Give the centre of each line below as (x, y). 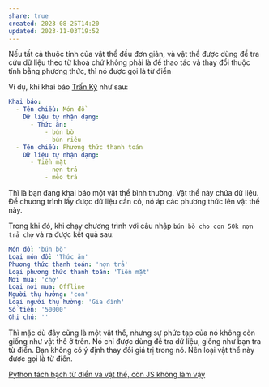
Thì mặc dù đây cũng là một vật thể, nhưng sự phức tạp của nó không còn (132, 333)
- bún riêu (63, 140)
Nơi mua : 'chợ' (34, 279)
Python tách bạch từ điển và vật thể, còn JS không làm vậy (107, 374)
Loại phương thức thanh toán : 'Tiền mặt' (79, 272)
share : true (28, 16)
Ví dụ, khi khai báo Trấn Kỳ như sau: (68, 87)
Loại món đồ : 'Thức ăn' (49, 256)
